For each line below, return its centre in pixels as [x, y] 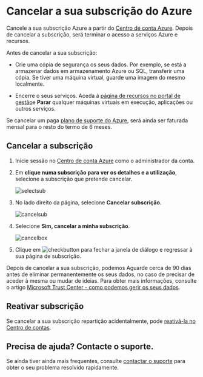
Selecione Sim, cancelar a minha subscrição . [72, 226]
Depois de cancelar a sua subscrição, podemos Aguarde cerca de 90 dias [99, 268]
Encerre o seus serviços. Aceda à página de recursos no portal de [98, 95]
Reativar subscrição [45, 306]
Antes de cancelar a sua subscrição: [52, 52]
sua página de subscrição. [48, 256]
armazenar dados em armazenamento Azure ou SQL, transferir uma [100, 71]
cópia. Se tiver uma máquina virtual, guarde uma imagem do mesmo [100, 77]
